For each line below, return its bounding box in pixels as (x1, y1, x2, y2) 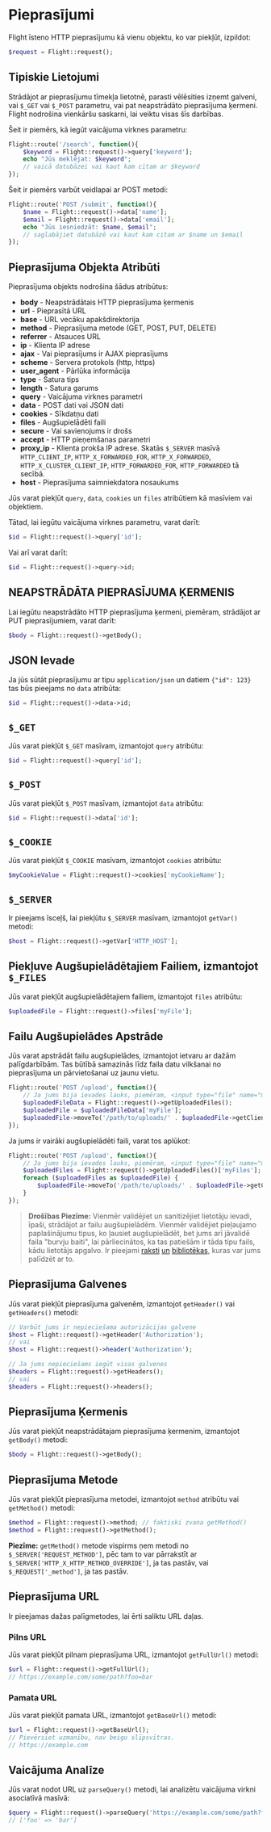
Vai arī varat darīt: (8, 547, 69, 557)
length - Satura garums (19, 384, 99, 393)
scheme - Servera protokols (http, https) (19, 358, 156, 367)
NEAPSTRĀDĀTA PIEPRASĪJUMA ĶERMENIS (8, 585, 236, 599)
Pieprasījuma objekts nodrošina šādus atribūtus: (8, 282, 169, 291)
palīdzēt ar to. (27, 1254, 75, 1264)
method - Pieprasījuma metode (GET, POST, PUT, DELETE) (19, 323, 217, 333)
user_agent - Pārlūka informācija (19, 366, 131, 376)
